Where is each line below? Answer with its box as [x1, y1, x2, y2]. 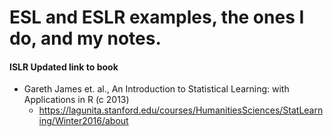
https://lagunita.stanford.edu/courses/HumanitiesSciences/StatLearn [38, 104, 324, 116]
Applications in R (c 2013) [23, 94, 130, 106]
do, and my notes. [9, 27, 162, 50]
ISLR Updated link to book [9, 61, 119, 73]
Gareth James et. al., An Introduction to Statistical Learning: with [23, 83, 290, 95]
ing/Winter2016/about [38, 115, 129, 127]
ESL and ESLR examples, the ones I [9, 6, 305, 29]
